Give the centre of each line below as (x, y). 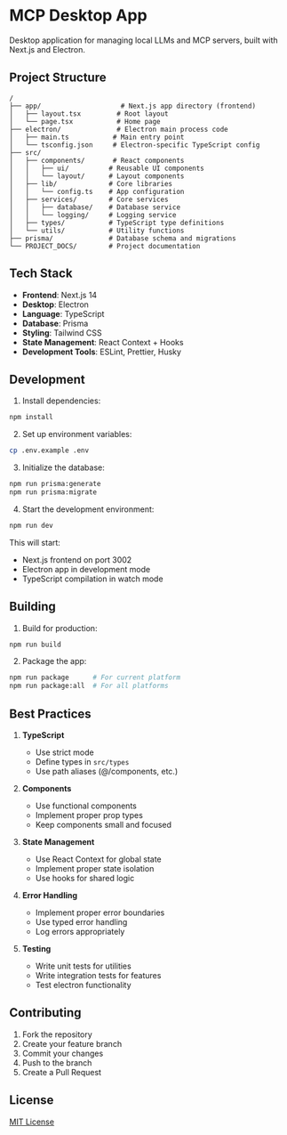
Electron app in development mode (86, 569)
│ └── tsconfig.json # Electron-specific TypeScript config (135, 145)
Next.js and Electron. (48, 49)
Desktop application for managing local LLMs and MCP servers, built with (143, 40)
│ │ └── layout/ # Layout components (97, 176)
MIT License (32, 1122)
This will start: (35, 542)
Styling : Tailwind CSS (62, 332)
